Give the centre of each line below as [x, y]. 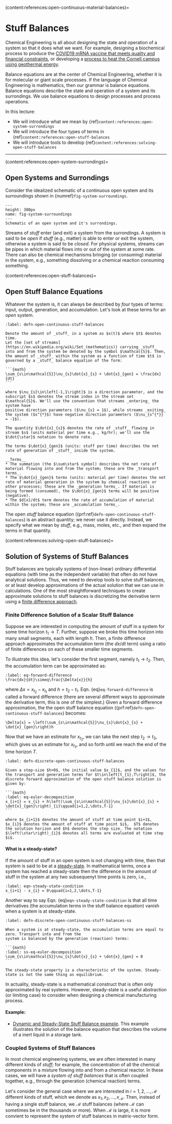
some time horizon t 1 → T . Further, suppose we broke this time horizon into [84, 632]
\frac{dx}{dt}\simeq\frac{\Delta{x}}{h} [49, 680]
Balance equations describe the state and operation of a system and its [80, 91]
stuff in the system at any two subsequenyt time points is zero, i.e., [76, 877]
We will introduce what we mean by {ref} [56, 121]
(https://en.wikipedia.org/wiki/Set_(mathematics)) [61, 347]
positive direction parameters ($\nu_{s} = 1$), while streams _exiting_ [86, 410]
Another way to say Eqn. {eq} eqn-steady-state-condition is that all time [81, 900]
